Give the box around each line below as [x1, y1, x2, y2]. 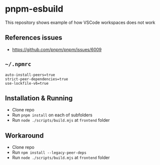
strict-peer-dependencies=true [5, 76, 68, 81]
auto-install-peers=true [5, 72, 55, 77]
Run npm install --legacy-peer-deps [12, 149, 87, 155]
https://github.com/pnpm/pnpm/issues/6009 [12, 46, 102, 52]
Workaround [5, 131, 44, 140]
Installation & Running [5, 94, 73, 102]
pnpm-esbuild [5, 3, 64, 15]
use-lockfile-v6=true [5, 81, 49, 86]
